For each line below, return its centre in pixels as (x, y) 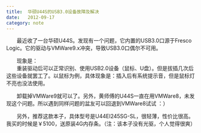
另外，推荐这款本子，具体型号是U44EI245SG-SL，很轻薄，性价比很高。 (105, 116)
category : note (25, 23)
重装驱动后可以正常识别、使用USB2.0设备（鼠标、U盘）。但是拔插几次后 (105, 68)
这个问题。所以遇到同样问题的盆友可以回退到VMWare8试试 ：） (90, 104)
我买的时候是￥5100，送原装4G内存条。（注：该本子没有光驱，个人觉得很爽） (101, 124)
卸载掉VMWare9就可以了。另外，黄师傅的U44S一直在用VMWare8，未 (103, 96)
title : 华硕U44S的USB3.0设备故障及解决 (53, 12)
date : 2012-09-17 (31, 17)
